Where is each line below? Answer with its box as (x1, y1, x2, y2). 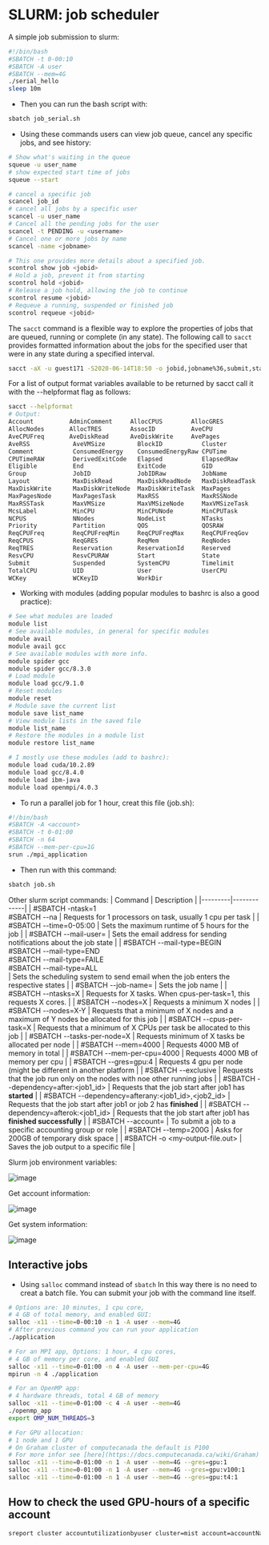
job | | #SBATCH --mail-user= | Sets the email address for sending (8, 929, 227, 939)
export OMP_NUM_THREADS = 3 (8, 1414, 94, 1422)
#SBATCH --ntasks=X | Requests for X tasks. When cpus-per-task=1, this (8, 988, 251, 998)
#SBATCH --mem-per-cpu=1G (8, 843, 94, 851)
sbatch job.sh (8, 880, 56, 888)
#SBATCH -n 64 (8, 835, 56, 844)
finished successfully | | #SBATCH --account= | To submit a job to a (8, 1116, 236, 1126)
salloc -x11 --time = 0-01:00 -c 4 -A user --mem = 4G (8, 1399, 181, 1407)
